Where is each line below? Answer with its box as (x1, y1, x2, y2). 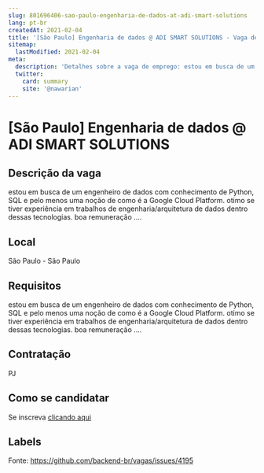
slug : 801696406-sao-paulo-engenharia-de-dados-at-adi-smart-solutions (8, 11, 247, 20)
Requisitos (8, 279, 61, 292)
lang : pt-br (8, 19, 47, 27)
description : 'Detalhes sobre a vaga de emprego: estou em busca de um (15, 63, 255, 71)
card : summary (22, 77, 68, 85)
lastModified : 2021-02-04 (15, 48, 101, 56)
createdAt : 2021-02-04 (8, 26, 82, 34)
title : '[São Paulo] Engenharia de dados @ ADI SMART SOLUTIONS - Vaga (8, 33, 247, 42)
